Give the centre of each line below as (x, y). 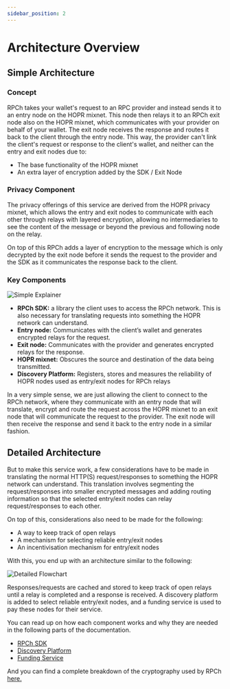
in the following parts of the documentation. (69, 630)
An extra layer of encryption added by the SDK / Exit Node (100, 172)
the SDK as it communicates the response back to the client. (93, 262)
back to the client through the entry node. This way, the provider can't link (112, 137)
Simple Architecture (51, 73)
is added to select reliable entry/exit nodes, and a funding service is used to (114, 602)
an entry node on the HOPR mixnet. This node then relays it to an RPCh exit (114, 115)
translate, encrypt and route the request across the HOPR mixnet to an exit (113, 410)
